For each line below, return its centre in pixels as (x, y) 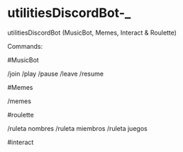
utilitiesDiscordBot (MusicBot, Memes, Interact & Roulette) (92, 33)
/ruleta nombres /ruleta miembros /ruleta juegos (77, 128)
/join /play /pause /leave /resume (56, 74)
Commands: (25, 46)
